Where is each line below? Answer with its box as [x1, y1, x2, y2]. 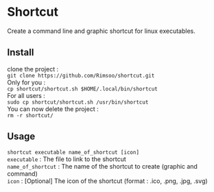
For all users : [7, 91, 46, 99]
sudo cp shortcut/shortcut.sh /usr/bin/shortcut [7, 99, 149, 106]
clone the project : [7, 64, 59, 73]
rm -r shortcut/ [7, 112, 53, 119]
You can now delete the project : [7, 104, 99, 113]
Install [7, 47, 34, 58]
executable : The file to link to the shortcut [7, 155, 127, 163]
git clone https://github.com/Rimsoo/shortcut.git [7, 72, 155, 79]
